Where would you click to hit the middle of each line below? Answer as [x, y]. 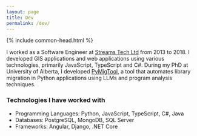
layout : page [23, 12]
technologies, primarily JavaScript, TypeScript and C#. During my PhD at [97, 65]
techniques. [21, 84]
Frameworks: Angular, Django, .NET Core [66, 126]
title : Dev [20, 18]
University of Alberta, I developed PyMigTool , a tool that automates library [98, 72]
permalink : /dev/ [28, 23]
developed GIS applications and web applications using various [85, 59]
